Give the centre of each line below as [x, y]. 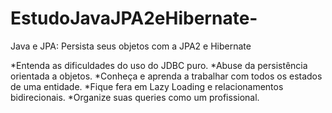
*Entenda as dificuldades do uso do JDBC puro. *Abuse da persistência [159, 65]
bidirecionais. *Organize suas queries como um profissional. [135, 97]
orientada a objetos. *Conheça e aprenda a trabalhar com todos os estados [166, 76]
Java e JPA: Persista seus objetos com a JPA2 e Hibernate [131, 46]
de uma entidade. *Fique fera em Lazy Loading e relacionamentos [147, 86]
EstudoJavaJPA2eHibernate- [134, 18]
